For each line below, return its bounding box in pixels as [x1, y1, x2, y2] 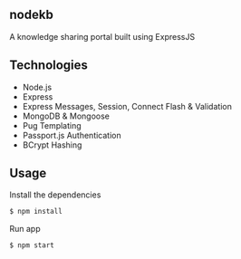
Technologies [9, 58, 89, 73]
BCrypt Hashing [22, 139, 82, 150]
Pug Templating [22, 120, 82, 130]
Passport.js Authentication [22, 129, 121, 140]
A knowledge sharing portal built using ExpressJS [9, 31, 196, 42]
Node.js [22, 82, 53, 92]
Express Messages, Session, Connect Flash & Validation [22, 101, 233, 111]
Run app [9, 224, 41, 235]
